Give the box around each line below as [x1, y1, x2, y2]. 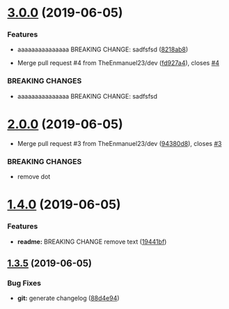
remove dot [17, 172, 51, 181]
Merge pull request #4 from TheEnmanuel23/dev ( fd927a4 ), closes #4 [17, 59, 220, 67]
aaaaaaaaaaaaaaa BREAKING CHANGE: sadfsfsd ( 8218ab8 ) [17, 45, 189, 53]
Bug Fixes [7, 278, 42, 287]
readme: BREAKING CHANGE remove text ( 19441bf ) [17, 237, 167, 246]
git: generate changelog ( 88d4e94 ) [17, 294, 120, 303]
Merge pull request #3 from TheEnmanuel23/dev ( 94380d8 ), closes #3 [17, 139, 222, 147]
